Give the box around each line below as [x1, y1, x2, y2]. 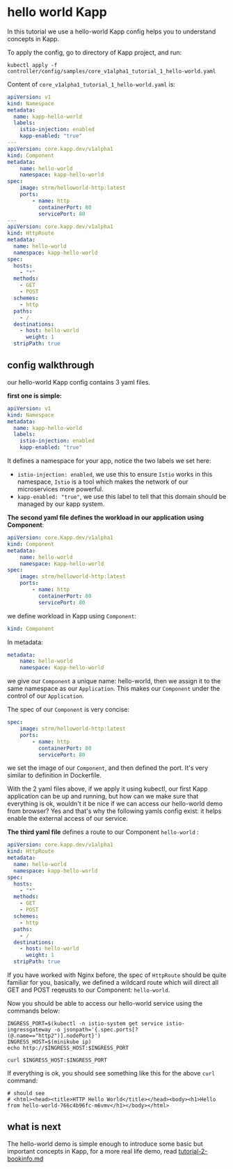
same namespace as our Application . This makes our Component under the [7, 685, 220, 693]
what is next [7, 1121, 61, 1133]
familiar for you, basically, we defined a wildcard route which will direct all [7, 978, 219, 986]
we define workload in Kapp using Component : [7, 611, 137, 620]
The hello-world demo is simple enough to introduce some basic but [7, 1139, 203, 1148]
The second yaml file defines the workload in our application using [7, 514, 204, 521]
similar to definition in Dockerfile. [7, 771, 102, 780]
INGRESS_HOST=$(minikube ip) [7, 1038, 92, 1045]
